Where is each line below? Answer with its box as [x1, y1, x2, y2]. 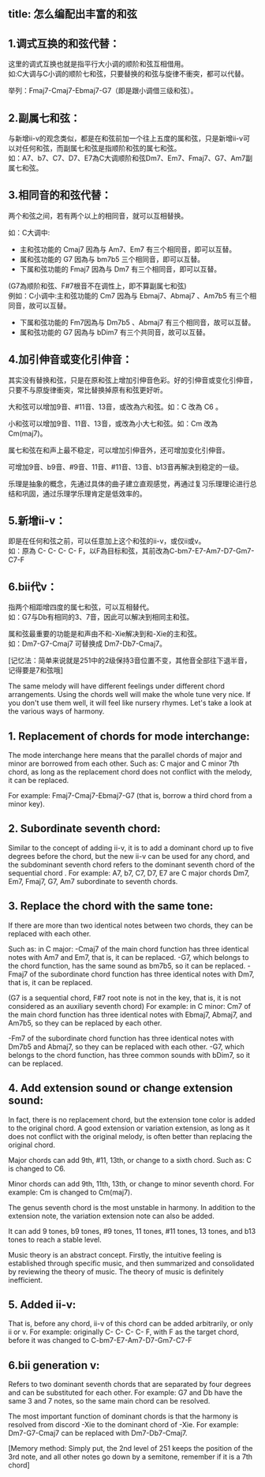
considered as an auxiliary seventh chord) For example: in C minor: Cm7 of [8, 1001, 251, 1010]
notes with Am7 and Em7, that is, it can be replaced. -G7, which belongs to [8, 952, 249, 962]
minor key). [8, 800, 45, 809]
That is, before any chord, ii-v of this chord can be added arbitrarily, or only [8, 1319, 254, 1329]
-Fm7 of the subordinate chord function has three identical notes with [8, 1033, 234, 1043]
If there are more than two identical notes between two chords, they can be [8, 920, 254, 930]
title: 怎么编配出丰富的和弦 [8, 7, 138, 21]
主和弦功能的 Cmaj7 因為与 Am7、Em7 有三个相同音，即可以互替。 [19, 244, 237, 254]
